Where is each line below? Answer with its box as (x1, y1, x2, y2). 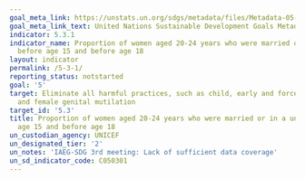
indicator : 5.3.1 (9, 30, 75, 39)
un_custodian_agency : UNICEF (9, 131, 120, 140)
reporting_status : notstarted (9, 72, 124, 81)
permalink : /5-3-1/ (9, 64, 84, 73)
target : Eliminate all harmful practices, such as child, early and (9, 89, 274, 98)
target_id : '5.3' (9, 106, 75, 115)
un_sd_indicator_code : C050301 (9, 155, 128, 165)
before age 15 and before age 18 (17, 47, 144, 56)
